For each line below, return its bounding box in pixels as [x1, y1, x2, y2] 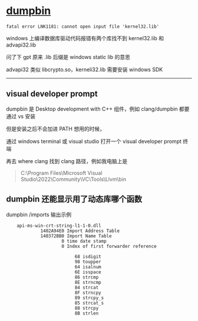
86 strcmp [74, 274, 99, 280]
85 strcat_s [74, 300, 104, 306]
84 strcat [74, 284, 99, 290]
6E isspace [74, 269, 101, 275]
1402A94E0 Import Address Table [40, 228, 120, 234]
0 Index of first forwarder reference [61, 243, 157, 249]
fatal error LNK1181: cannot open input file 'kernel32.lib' [6, 24, 160, 29]
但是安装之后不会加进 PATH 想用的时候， [6, 125, 105, 132]
